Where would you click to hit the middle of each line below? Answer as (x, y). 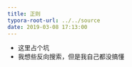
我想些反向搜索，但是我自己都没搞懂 (71, 56)
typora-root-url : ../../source (54, 20)
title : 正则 (24, 14)
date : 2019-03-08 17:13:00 (47, 27)
